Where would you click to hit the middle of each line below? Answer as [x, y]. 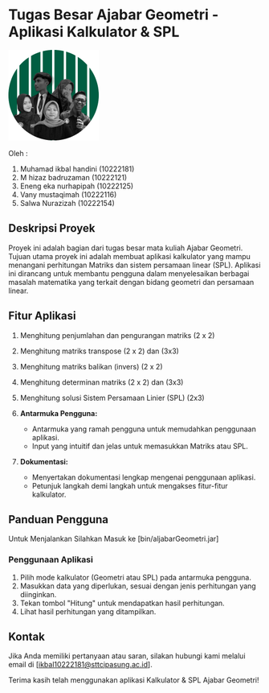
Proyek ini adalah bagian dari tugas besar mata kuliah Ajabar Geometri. [126, 248]
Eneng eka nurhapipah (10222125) [77, 186]
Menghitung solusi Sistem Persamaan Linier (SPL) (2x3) [112, 398]
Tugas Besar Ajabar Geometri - [114, 15]
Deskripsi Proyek [52, 228]
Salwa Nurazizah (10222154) [67, 203]
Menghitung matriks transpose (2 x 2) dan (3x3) [99, 351]
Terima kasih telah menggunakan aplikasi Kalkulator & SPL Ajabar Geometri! [134, 680]
